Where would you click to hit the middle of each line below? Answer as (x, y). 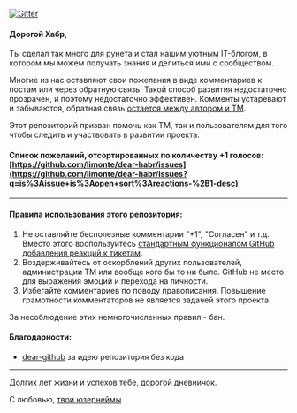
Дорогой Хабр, (38, 34)
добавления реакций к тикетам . (82, 253)
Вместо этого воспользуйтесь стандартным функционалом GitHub (148, 243)
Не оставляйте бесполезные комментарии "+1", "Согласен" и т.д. (145, 233)
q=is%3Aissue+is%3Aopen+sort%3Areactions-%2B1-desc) (124, 183)
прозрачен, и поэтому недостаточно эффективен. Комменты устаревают (148, 99)
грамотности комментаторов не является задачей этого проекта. (146, 300)
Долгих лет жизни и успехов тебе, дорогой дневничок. (113, 382)
